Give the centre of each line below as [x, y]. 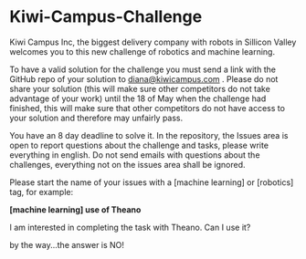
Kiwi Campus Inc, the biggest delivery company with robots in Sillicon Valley [153, 42]
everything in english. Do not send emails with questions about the [135, 155]
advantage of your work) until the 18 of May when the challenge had [138, 98]
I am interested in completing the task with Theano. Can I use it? [130, 227]
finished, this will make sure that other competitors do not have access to [148, 108]
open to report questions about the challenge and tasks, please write [139, 145]
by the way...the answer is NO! [67, 244]
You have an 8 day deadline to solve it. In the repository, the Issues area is [149, 135]
